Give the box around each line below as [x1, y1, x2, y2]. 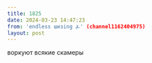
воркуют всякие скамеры [7, 48, 84, 57]
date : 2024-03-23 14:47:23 [7, 17, 85, 24]
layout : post [7, 29, 45, 37]
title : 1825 [7, 10, 42, 17]
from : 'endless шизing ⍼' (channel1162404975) [7, 23, 146, 30]
